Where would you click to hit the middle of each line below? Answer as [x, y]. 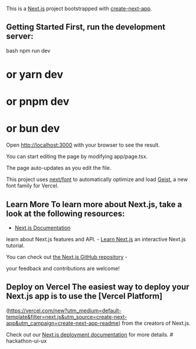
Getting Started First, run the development [86, 27]
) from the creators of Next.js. [154, 323]
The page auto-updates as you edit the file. [59, 168]
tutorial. [15, 245]
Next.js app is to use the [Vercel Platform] [84, 296]
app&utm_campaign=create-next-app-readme [63, 323]
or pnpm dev [38, 101]
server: [20, 36]
